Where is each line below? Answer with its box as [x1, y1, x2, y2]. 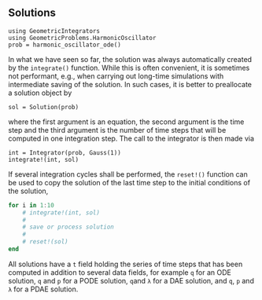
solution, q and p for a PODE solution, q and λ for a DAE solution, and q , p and [8, 276, 254, 285]
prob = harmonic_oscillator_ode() [8, 41, 122, 49]
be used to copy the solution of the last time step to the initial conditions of [8, 177, 250, 187]
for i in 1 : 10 [8, 201, 55, 209]
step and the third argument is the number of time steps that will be [8, 125, 227, 134]
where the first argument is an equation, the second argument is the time [8, 117, 245, 126]
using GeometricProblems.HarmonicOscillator [8, 34, 157, 42]
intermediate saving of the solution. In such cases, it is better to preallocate [8, 79, 253, 89]
